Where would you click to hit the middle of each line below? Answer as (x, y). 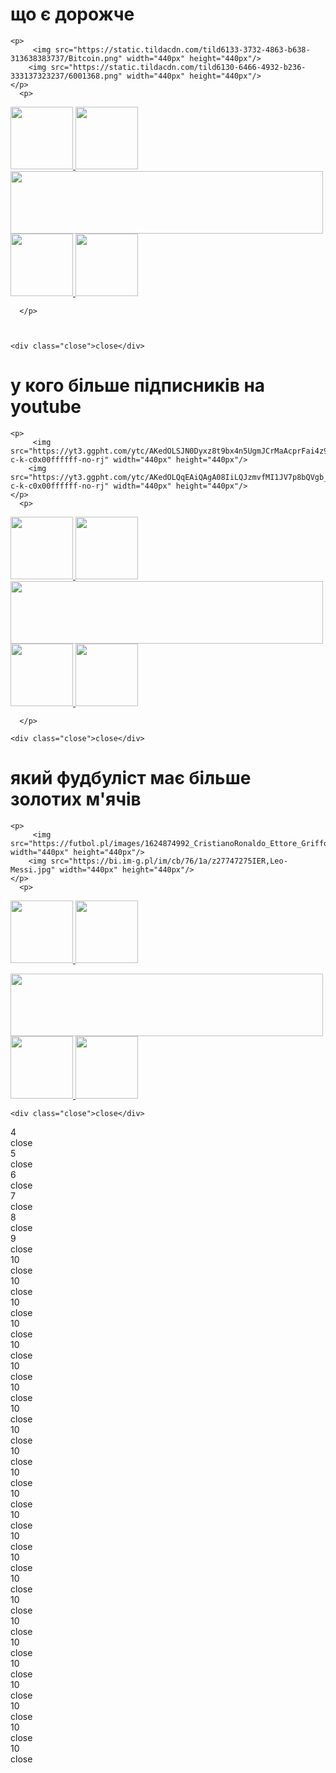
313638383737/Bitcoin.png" (66, 58)
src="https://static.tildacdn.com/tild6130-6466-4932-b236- (178, 67)
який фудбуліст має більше (131, 778)
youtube (46, 407)
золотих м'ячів (76, 799)
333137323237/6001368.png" (66, 76)
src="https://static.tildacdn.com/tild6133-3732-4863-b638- (182, 49)
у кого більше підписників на (138, 385)
